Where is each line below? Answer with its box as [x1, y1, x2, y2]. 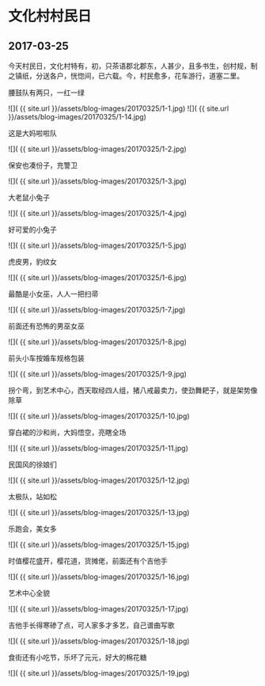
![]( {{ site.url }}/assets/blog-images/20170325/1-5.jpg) [8, 241, 187, 250]
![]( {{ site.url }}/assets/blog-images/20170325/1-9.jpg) [8, 370, 187, 378]
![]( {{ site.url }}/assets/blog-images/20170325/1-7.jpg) [8, 305, 186, 314]
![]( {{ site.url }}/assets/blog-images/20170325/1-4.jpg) [8, 209, 187, 218]
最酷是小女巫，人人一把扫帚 [8, 290, 99, 298]
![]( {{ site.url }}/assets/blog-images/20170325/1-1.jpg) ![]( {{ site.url [8, 104, 229, 113]
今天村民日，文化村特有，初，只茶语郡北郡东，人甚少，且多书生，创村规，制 [8, 61, 258, 70]
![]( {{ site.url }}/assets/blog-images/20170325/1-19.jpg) [8, 669, 190, 677]
